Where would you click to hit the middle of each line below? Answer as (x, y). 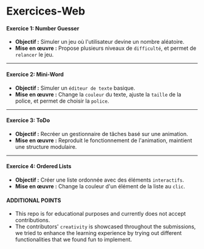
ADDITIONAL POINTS (34, 200)
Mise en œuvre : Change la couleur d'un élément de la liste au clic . (100, 186)
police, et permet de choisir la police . (62, 101)
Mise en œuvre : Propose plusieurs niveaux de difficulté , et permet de (106, 48)
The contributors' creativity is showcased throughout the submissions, (105, 227)
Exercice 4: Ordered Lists (39, 166)
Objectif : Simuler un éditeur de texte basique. (75, 88)
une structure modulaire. (46, 146)
